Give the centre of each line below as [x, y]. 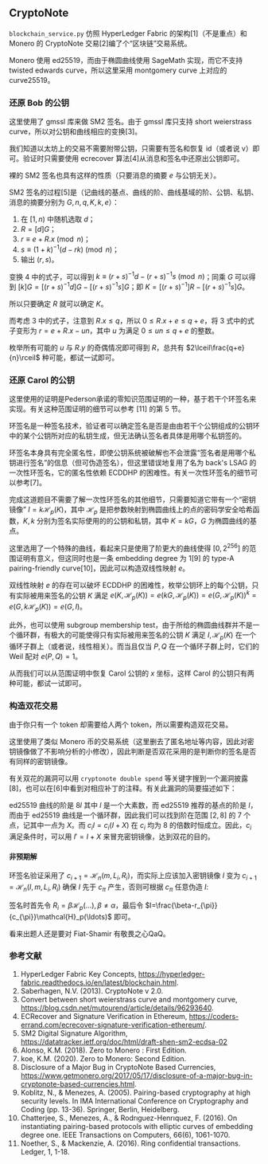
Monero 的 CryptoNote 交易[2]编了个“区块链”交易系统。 [100, 43]
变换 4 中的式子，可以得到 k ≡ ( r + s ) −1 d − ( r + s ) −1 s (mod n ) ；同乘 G [121, 276]
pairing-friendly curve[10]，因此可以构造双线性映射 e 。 [99, 568]
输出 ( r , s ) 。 [39, 259]
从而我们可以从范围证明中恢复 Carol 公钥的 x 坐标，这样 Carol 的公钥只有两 [132, 673]
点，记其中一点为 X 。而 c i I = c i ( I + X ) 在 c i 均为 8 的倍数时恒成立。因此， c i [130, 826]
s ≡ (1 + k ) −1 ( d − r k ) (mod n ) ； [70, 249]
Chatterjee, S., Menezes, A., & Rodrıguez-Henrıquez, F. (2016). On [129, 1118]
